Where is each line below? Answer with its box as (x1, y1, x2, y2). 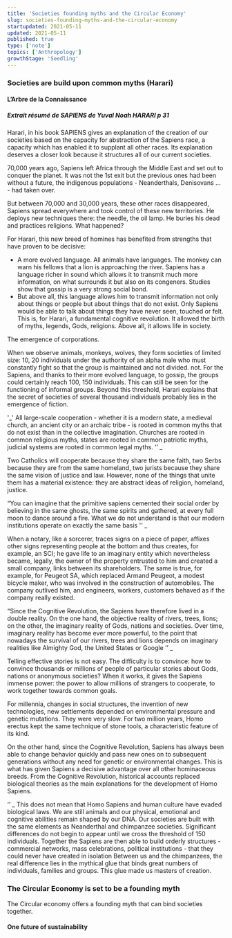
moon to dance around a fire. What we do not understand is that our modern (7, 514, 224, 523)
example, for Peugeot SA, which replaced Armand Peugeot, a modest (7, 572, 205, 580)
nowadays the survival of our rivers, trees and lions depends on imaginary (7, 636, 219, 644)
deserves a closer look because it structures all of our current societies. (7, 150, 212, 159)
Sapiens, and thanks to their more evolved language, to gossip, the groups (7, 371, 219, 379)
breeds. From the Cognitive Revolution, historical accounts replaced (7, 773, 200, 781)
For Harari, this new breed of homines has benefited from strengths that (7, 235, 212, 243)
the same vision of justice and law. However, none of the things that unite (7, 471, 215, 480)
